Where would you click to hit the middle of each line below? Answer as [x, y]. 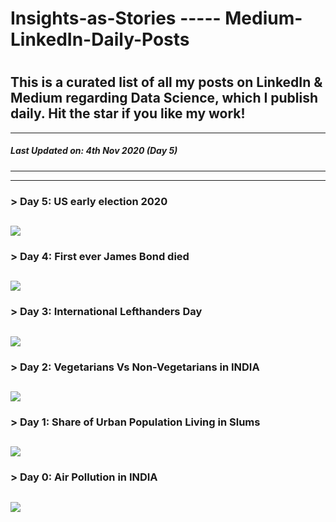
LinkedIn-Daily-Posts [100, 39]
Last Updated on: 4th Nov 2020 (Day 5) [94, 151]
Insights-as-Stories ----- [116, 18]
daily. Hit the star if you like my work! [128, 113]
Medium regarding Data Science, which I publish [164, 98]
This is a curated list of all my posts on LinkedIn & [166, 82]
